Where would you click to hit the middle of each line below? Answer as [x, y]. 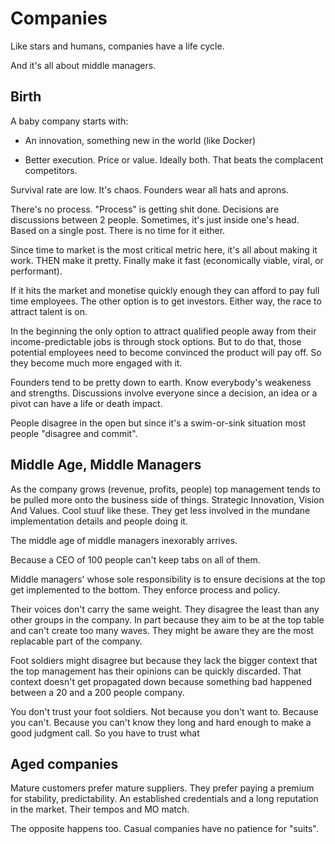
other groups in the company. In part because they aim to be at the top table [167, 619]
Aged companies [64, 763]
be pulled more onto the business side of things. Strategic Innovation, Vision [167, 499]
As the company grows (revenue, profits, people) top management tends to [165, 489]
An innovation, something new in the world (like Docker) [140, 140]
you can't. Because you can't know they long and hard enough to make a [161, 722]
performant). [36, 271]
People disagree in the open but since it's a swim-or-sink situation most [158, 423]
